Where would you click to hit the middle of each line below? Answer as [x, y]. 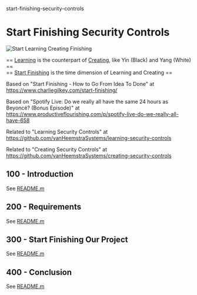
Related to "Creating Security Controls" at [57, 149]
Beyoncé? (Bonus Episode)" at [43, 108]
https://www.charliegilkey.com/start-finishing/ [62, 90]
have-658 [18, 120]
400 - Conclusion [39, 272]
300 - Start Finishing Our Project [67, 239]
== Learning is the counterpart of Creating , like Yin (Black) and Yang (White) [98, 60]
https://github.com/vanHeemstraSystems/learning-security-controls [89, 138]
